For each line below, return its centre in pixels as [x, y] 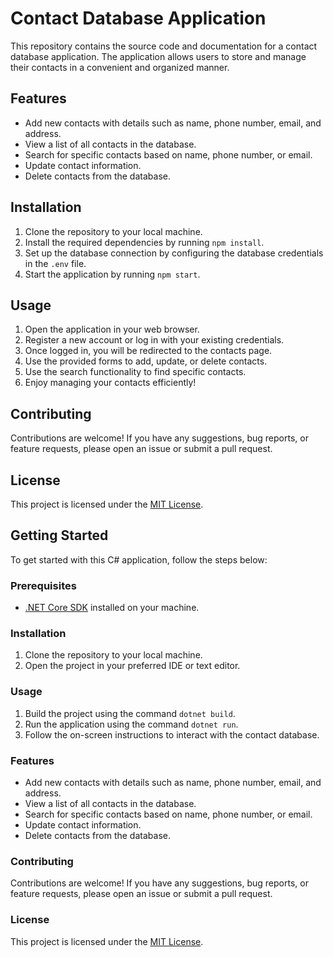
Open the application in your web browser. [112, 329]
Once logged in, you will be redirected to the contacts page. [148, 351]
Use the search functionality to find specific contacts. [135, 372]
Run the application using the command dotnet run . [131, 724]
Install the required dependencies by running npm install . [144, 242]
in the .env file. [55, 263]
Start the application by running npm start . [112, 274]
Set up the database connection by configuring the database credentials [174, 253]
